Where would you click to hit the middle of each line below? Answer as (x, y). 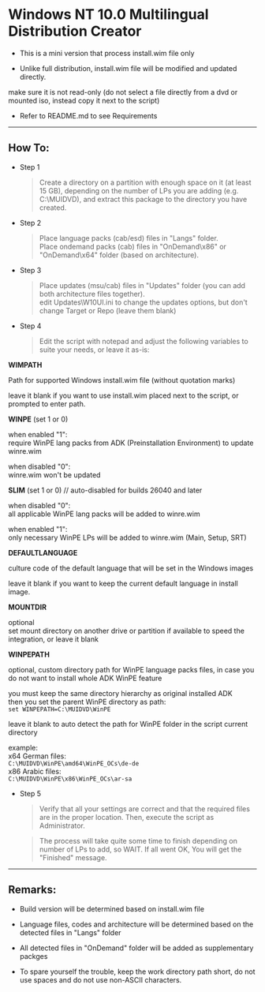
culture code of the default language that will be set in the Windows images (131, 568)
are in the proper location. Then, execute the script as (127, 817)
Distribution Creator (75, 31)
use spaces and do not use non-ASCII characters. (101, 979)
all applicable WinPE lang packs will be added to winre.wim (104, 514)
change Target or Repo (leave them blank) (108, 310)
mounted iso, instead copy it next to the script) (84, 100)
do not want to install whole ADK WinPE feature (85, 678)
